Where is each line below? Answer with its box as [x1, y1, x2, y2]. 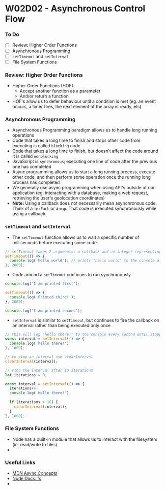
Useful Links [5, 459, 36, 466]
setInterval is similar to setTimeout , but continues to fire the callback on [12, 317, 160, 323]
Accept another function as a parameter [19, 88, 101, 94]
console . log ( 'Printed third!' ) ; [9, 294, 76, 299]
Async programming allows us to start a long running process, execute [12, 169, 156, 175]
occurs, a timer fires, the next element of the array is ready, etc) [12, 104, 141, 110]
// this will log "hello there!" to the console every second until [5, 332, 148, 337]
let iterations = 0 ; [5, 372, 48, 377]
